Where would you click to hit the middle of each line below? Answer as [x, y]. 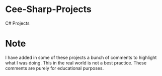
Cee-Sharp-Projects [49, 9]
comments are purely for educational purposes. [55, 68]
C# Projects [17, 23]
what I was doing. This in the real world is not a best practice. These [76, 63]
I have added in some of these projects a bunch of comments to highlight [81, 57]
